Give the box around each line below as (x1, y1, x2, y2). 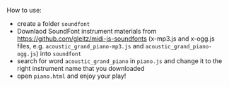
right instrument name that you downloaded (16, 65, 145, 72)
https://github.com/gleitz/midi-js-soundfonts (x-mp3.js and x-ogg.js (16, 34, 215, 43)
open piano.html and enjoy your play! (16, 72, 127, 80)
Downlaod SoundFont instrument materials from (16, 27, 157, 35)
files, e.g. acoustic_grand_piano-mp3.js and (16, 42, 144, 50)
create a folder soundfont (16, 20, 90, 27)
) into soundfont (35, 49, 82, 58)
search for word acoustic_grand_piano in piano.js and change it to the (16, 57, 223, 65)
